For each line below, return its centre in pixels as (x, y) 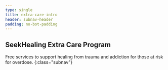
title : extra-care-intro (31, 15)
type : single (19, 10)
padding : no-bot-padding (31, 24)
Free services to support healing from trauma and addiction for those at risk (84, 57)
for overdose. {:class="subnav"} (39, 62)
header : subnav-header (29, 19)
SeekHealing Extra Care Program (58, 44)
